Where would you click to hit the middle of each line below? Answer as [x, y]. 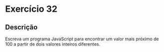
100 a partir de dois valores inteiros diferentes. [53, 44]
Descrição [21, 27]
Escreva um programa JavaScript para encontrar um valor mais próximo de [82, 39]
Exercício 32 [31, 9]
